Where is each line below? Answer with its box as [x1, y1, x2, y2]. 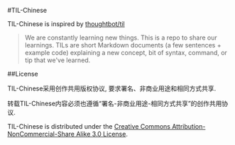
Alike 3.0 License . [75, 130, 128, 138]
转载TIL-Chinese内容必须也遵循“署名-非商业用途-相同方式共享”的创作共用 [7, 99, 222, 108]
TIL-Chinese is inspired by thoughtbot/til [7, 20, 126, 28]
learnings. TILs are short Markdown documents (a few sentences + [24, 41, 222, 49]
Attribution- [171, 122, 206, 130]
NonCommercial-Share [7, 130, 75, 138]
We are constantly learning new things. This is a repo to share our [24, 33, 218, 42]
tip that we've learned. [24, 56, 91, 64]
